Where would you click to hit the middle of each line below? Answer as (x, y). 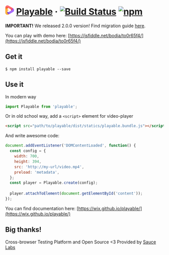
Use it (14, 85)
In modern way (21, 96)
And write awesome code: (32, 136)
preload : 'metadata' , (37, 172)
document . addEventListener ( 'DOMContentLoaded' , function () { (71, 146)
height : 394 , (28, 162)
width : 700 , (27, 157)
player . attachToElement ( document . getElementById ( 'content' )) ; (76, 194)
